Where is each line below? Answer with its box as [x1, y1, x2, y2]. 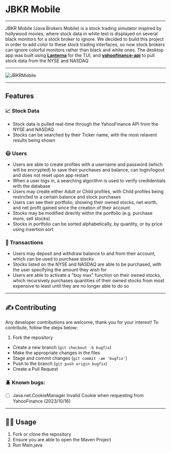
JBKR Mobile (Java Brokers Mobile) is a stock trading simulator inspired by [5, 25, 162, 31]
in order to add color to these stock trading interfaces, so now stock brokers [5, 41, 165, 47]
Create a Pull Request [12, 366, 59, 372]
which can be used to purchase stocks [12, 256, 94, 262]
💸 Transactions [5, 239, 43, 246]
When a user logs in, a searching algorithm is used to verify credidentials [12, 177, 166, 184]
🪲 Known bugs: [5, 379, 46, 386]
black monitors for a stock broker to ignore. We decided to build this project [5, 36, 164, 42]
